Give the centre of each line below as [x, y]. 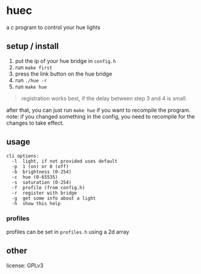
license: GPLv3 [25, 265]
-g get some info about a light [54, 198]
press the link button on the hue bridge [64, 74]
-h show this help [36, 203]
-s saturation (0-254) [41, 182]
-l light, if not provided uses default [65, 161]
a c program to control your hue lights [54, 27]
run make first [34, 67]
